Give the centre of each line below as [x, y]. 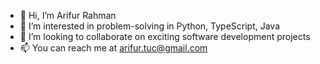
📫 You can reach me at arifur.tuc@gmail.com [113, 48]
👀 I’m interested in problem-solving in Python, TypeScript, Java [150, 26]
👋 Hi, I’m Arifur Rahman [68, 15]
